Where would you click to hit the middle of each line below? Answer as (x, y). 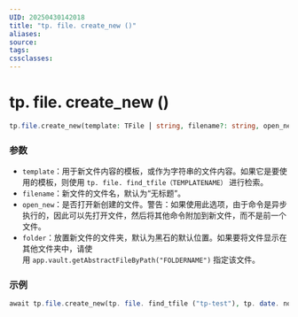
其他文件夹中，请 (53, 249)
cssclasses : (31, 58)
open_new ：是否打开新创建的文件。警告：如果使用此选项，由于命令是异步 (155, 205)
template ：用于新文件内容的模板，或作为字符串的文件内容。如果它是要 (151, 171)
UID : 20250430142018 (47, 17)
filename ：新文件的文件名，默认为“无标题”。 (104, 193)
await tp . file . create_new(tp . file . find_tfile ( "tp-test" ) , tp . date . (144, 304)
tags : (19, 50)
